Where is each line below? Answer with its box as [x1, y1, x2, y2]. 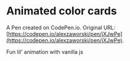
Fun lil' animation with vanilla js [6, 48, 83, 55]
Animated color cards [6, 4, 117, 18]
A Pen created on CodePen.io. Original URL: [6, 24, 116, 31]
